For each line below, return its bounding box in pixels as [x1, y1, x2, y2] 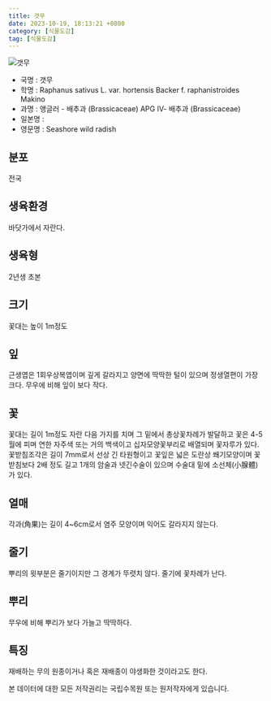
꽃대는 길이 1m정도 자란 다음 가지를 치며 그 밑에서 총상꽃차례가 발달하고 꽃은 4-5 [8, 430, 264, 439]
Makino [19, 94, 46, 104]
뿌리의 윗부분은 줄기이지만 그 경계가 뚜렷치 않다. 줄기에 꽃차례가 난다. [8, 568, 227, 578]
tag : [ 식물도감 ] [8, 34, 57, 43]
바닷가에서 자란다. [8, 223, 66, 232]
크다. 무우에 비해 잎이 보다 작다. [8, 380, 108, 390]
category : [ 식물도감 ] [8, 27, 75, 35]
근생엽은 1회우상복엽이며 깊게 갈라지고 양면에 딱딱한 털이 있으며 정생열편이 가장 [8, 370, 258, 380]
